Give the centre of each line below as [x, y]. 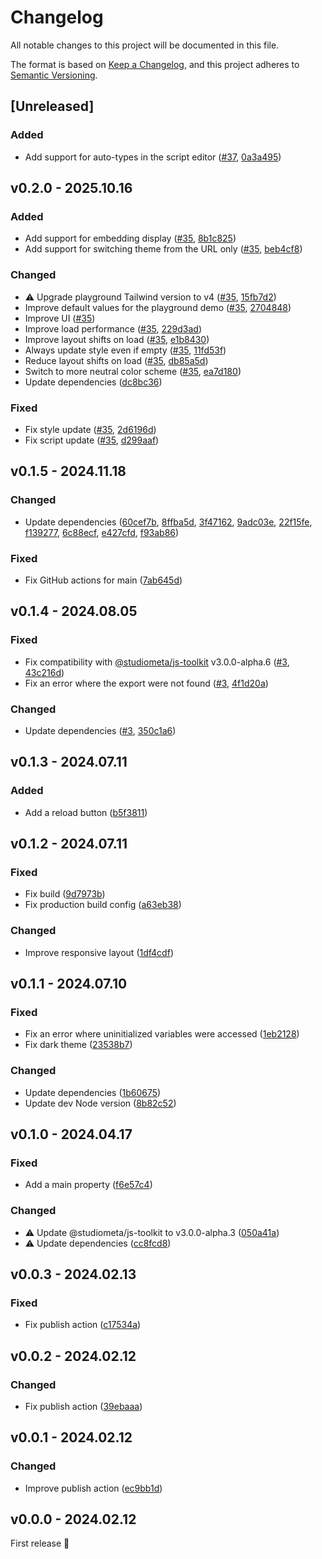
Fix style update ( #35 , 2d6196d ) [90, 429]
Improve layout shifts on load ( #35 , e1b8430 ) [117, 339]
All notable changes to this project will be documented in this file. [145, 45]
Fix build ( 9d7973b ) [65, 894]
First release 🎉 [40, 1543]
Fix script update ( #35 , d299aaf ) [92, 440]
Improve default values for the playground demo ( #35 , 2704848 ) [158, 307]
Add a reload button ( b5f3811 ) [86, 812]
